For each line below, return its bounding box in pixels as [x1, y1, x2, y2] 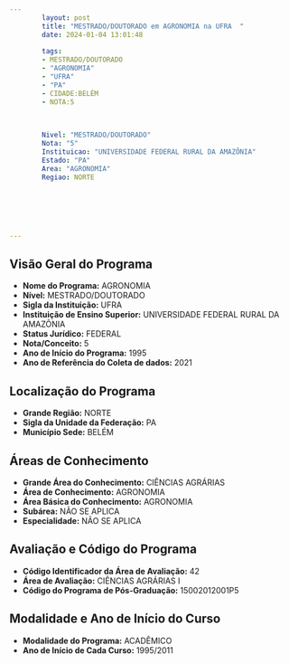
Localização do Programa [9, 384, 156, 399]
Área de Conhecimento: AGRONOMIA [22, 487, 165, 498]
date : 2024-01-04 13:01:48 [42, 30, 144, 39]
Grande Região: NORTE [22, 408, 112, 419]
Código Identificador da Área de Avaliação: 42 [22, 565, 200, 576]
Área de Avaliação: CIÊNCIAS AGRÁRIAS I [22, 575, 181, 586]
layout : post [42, 13, 91, 23]
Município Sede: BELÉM [22, 427, 115, 438]
